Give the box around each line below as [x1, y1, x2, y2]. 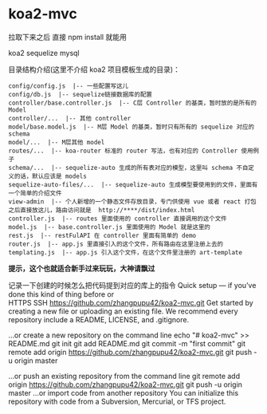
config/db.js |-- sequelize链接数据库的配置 [8, 90, 153, 98]
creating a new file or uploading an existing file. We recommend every [8, 306, 238, 316]
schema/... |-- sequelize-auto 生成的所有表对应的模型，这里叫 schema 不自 [8, 164, 249, 172]
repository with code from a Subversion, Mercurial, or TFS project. [8, 396, 226, 406]
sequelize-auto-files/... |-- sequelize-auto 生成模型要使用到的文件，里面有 [8, 180, 258, 188]
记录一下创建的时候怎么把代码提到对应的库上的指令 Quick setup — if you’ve [8, 280, 257, 290]
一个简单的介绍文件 [8, 189, 62, 197]
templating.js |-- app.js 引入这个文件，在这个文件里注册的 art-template [8, 248, 243, 256]
